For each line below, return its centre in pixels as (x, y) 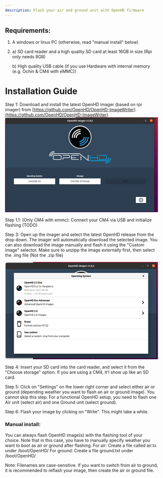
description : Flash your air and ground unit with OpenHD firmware (75, 10)
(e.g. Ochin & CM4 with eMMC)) (44, 71)
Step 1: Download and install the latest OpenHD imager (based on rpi (73, 105)
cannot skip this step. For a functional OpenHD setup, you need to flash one (81, 397)
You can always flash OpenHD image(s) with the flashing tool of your (74, 435)
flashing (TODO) (21, 225)
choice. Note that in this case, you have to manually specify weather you (78, 440)
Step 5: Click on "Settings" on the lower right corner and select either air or (80, 387)
